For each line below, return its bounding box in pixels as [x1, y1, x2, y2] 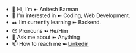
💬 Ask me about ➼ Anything [11, 33, 80, 40]
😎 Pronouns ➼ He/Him [11, 27, 68, 34]
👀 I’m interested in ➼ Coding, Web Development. [11, 12, 131, 19]
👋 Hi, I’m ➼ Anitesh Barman [11, 6, 79, 13]
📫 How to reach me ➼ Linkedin [11, 40, 89, 47]
